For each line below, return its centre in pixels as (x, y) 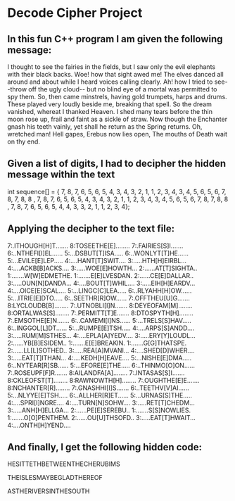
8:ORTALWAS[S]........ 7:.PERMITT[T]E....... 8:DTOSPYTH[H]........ (100, 313)
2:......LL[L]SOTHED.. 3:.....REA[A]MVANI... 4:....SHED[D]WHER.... (101, 350)
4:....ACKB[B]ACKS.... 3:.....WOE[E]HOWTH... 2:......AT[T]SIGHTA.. (102, 268)
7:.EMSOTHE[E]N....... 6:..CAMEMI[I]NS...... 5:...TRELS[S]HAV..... (100, 320)
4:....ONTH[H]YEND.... (39, 425)
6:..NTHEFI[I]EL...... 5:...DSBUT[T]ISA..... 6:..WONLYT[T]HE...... (98, 253)
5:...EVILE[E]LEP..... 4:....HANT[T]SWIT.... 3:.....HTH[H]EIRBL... (97, 260)
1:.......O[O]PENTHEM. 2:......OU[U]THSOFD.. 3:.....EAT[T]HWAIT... (101, 417)
